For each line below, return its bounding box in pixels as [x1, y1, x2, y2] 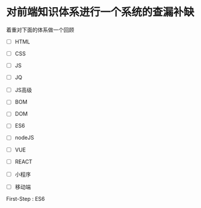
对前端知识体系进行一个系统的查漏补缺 [6, 5, 195, 19]
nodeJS [14, 134, 35, 141]
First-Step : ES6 [6, 195, 45, 202]
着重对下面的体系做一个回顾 [6, 26, 75, 33]
